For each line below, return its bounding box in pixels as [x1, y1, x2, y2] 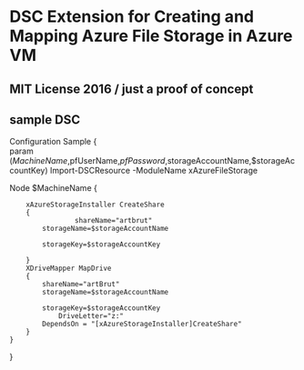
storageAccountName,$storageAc [167, 155, 296, 166]
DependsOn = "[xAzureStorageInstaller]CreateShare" [42, 320, 243, 329]
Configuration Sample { [9, 136, 97, 147]
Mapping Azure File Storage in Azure [9, 25, 293, 46]
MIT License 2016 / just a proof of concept [9, 81, 254, 96]
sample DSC [9, 112, 80, 127]
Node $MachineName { [9, 183, 97, 194]
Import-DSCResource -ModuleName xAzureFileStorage [49, 165, 258, 176]
